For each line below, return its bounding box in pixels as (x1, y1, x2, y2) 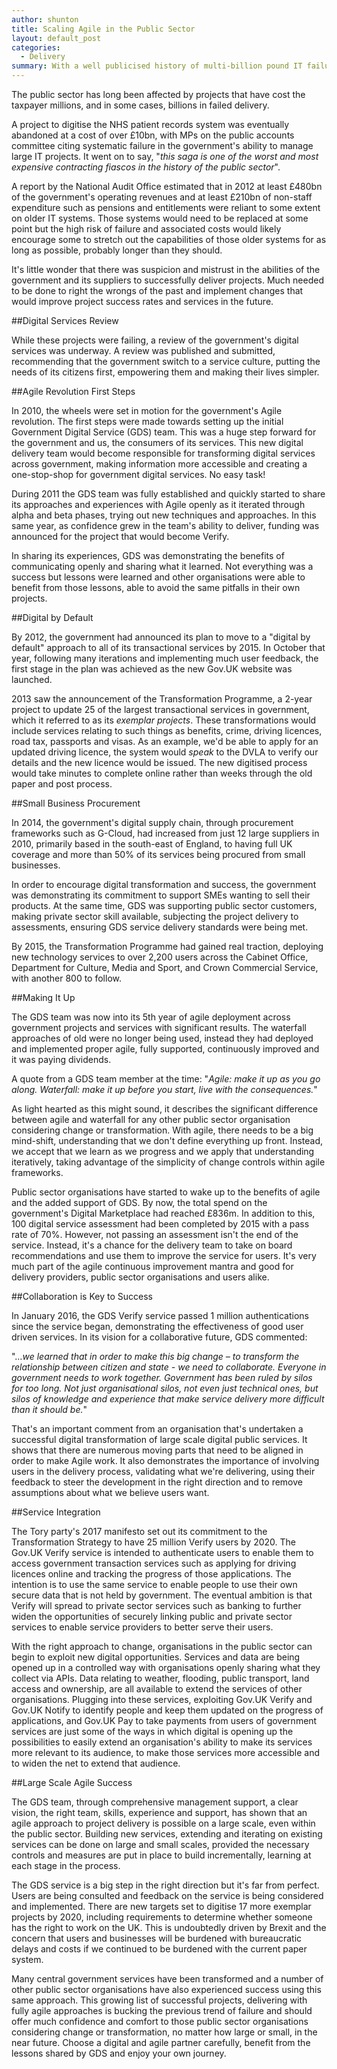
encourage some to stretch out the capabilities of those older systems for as (11, 234, 327, 245)
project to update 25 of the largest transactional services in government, (11, 704, 310, 715)
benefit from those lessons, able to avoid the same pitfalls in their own (11, 582, 301, 593)
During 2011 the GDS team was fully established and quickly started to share (11, 488, 326, 500)
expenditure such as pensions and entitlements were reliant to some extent (11, 202, 321, 213)
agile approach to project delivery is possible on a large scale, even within (11, 1817, 316, 1829)
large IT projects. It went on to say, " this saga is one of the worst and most (11, 151, 319, 162)
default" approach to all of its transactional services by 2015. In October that (11, 642, 326, 653)
